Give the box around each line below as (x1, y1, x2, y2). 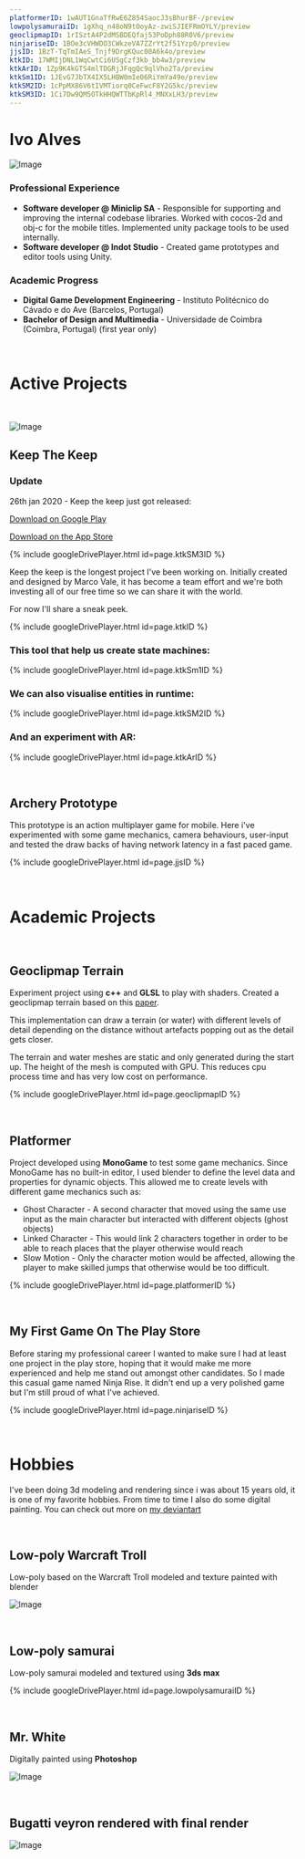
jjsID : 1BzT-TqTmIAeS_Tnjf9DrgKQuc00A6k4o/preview (9, 47, 206, 57)
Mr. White (9, 1729, 66, 1745)
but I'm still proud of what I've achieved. (9, 1386, 160, 1397)
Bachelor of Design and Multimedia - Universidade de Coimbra (22, 314, 262, 325)
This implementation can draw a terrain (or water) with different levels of (9, 1014, 281, 1026)
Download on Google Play (9, 513, 107, 524)
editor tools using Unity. (22, 251, 112, 262)
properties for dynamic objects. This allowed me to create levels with (9, 1176, 269, 1187)
